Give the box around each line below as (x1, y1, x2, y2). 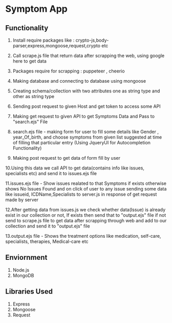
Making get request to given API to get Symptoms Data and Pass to (12, 113, 155, 119)
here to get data (12, 58, 47, 64)
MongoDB (12, 272, 34, 278)
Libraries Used (5, 287, 53, 296)
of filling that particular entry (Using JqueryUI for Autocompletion (12, 140, 151, 145)
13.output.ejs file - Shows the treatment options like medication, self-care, (5, 233, 161, 239)
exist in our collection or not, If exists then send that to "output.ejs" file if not (5, 212, 166, 218)
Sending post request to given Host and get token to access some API (12, 103, 161, 109)
